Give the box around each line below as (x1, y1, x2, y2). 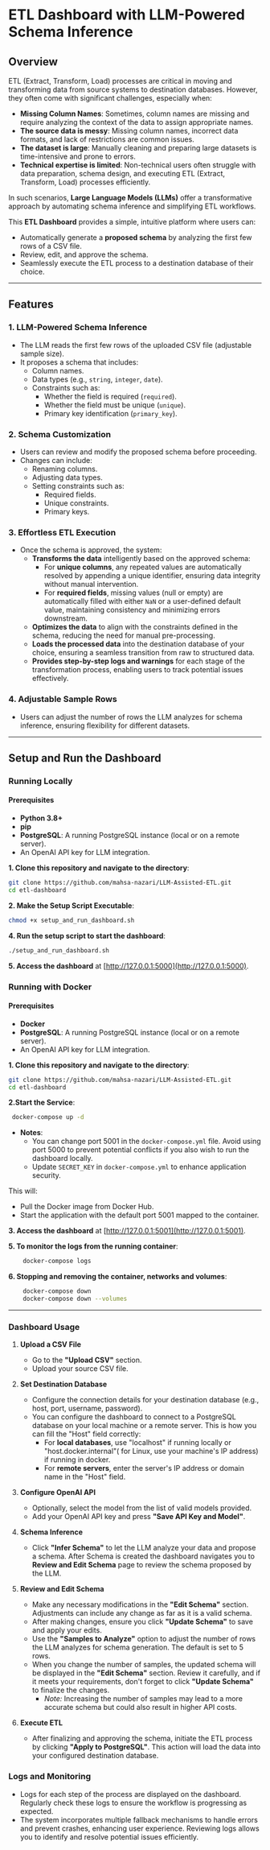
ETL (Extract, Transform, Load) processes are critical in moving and (8, 76, 233, 85)
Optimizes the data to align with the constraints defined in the (31, 622, 239, 632)
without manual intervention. (43, 580, 139, 589)
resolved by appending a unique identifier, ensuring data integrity (43, 571, 261, 580)
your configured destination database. (31, 1751, 159, 1761)
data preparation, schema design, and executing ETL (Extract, (19, 169, 226, 178)
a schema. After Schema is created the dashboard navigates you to (31, 1551, 256, 1561)
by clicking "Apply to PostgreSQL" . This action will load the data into (31, 1742, 261, 1752)
